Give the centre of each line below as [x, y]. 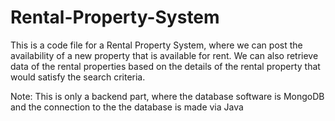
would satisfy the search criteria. [78, 77]
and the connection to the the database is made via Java [127, 107]
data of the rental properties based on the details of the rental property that [165, 66]
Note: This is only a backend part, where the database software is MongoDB [167, 96]
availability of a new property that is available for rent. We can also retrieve [164, 55]
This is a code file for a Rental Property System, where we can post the [156, 45]
